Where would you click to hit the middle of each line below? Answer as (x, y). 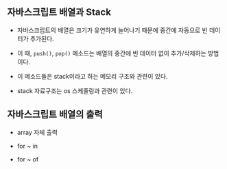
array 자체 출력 (37, 132)
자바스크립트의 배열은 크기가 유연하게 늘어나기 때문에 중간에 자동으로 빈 (112, 30)
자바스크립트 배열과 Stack (59, 12)
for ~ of (28, 159)
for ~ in (27, 146)
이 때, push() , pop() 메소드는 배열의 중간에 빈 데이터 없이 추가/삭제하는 (112, 53)
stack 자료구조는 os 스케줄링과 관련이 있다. (75, 90)
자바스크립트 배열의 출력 (55, 115)
